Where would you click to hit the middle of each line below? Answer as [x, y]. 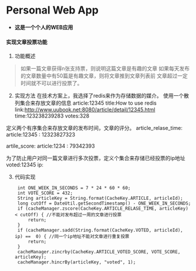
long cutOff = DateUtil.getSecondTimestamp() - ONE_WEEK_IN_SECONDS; [104, 203]
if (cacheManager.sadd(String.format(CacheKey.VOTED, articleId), [100, 230]
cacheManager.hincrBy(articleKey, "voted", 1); [77, 262]
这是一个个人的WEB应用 [44, 27]
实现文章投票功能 [27, 42]
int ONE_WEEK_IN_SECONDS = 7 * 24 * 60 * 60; [74, 188]
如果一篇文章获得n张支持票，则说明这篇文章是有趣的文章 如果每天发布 [105, 69]
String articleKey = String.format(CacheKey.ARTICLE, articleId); [100, 198]
